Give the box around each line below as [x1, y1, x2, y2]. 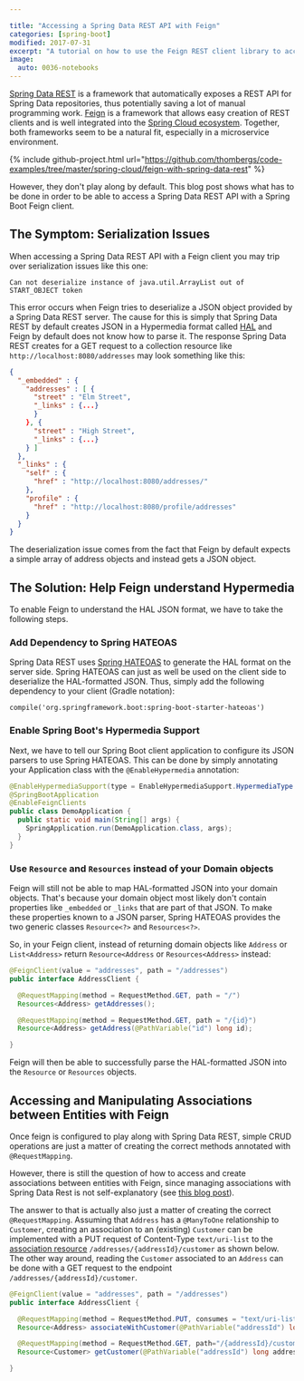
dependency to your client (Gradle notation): [9, 686, 175, 696]
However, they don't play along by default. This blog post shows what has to [9, 181, 295, 191]
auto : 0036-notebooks [17, 63, 100, 73]
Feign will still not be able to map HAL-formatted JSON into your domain [9, 883, 278, 894]
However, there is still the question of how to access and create [9, 1167, 246, 1179]
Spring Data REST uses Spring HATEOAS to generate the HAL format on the [9, 656, 291, 667]
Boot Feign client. [9, 200, 75, 211]
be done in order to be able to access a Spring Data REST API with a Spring [9, 191, 290, 201]
